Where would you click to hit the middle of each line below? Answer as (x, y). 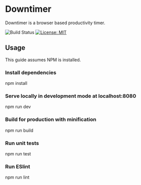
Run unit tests (22, 143)
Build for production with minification (51, 119)
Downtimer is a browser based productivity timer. (55, 23)
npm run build (19, 130)
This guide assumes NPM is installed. (43, 60)
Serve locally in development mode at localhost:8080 (71, 96)
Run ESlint (18, 166)
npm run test (18, 153)
